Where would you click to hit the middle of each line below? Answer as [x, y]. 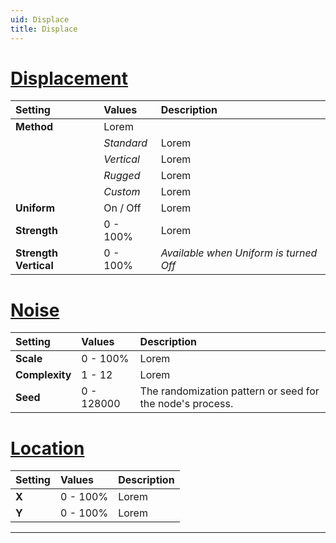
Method [34, 127]
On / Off [122, 208]
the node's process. [186, 404]
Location [47, 448]
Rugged [122, 176]
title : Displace [44, 29]
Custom [122, 192]
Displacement [69, 78]
